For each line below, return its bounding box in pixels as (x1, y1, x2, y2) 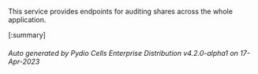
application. (8, 15, 47, 24)
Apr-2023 (8, 57, 40, 66)
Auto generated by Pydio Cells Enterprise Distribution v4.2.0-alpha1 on (8, 48, 239, 57)
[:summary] (8, 31, 46, 39)
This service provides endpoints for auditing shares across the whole (8, 7, 233, 16)
